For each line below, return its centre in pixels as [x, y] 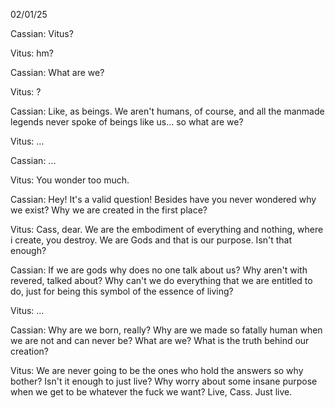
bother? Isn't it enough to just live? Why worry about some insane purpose [164, 381]
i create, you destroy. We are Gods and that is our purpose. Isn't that [151, 240]
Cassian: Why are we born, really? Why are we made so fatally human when [166, 330]
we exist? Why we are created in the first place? [109, 210]
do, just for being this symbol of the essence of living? [122, 291]
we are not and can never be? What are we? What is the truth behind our [160, 340]
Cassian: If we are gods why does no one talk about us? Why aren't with [159, 270]
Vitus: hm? [32, 53]
